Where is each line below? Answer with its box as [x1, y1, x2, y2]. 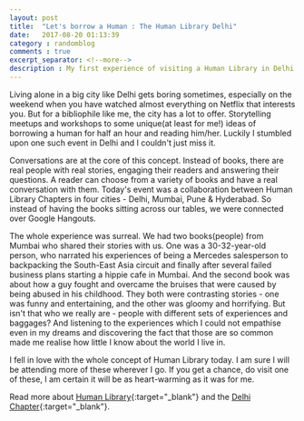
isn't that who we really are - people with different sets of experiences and [9, 307, 289, 318]
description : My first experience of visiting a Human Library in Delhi [9, 65, 295, 74]
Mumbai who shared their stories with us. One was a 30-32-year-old [9, 240, 266, 251]
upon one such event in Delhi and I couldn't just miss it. [9, 137, 216, 148]
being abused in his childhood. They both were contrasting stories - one [9, 288, 279, 299]
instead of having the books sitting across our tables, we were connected [9, 203, 284, 214]
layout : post [9, 13, 59, 23]
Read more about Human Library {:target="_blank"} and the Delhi [9, 391, 251, 402]
